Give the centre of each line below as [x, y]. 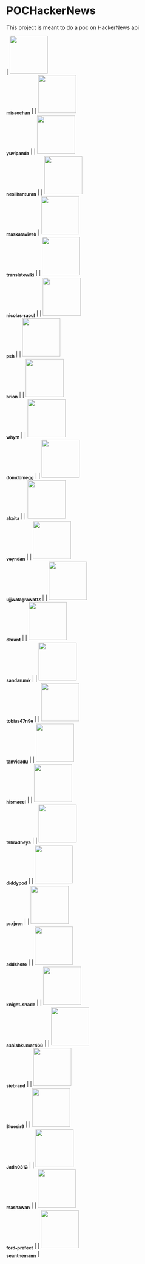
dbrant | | [17, 639]
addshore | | [20, 963]
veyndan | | [19, 558]
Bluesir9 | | [19, 1125]
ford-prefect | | [23, 1247]
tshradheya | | [22, 842]
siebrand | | [19, 1085]
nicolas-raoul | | [24, 314]
